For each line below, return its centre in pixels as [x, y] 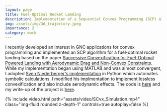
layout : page [19, 10]
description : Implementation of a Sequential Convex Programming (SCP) [81, 19]
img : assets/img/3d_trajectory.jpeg [43, 24]
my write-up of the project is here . [40, 89]
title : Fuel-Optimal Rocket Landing [43, 14]
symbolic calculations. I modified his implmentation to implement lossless [80, 79]
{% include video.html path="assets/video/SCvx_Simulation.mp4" [73, 99]
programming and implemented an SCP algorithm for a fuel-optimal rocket [81, 52]
